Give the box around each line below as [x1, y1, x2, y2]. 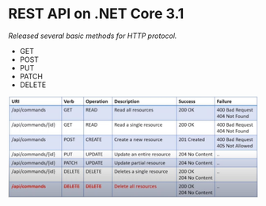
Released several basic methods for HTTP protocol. [8, 31, 177, 40]
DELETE [19, 80, 47, 90]
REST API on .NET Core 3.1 [8, 5, 184, 23]
